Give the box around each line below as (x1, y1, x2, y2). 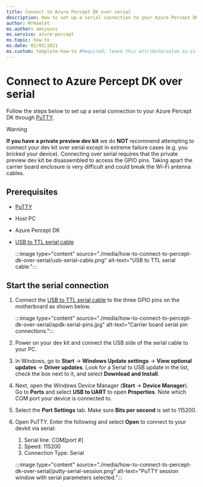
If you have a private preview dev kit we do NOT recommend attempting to (6, 137, 195, 144)
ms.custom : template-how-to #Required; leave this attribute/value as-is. (6, 48, 199, 55)
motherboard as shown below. (14, 303, 91, 310)
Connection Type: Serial (24, 449, 85, 457)
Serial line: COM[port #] (24, 437, 83, 444)
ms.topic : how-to (6, 37, 50, 43)
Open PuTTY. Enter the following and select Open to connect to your (14, 419, 187, 426)
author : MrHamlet (6, 20, 50, 26)
